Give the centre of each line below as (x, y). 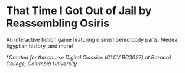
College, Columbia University (42, 64)
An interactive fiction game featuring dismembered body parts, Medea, (92, 39)
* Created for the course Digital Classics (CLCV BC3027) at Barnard (89, 57)
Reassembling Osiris (58, 23)
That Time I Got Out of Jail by (79, 11)
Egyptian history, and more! (40, 46)
